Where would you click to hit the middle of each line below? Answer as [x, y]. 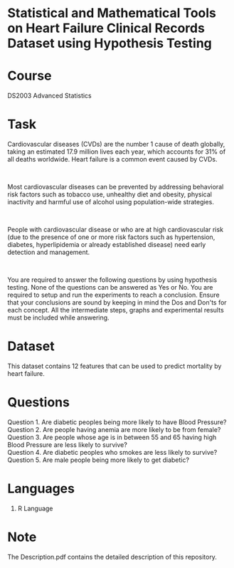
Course [30, 76]
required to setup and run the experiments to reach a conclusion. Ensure [113, 295]
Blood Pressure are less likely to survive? [68, 445]
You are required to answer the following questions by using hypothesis [112, 280]
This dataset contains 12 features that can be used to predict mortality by [115, 366]
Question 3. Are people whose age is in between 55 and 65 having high [112, 437]
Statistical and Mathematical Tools [112, 13]
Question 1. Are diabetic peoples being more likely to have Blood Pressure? [117, 422]
